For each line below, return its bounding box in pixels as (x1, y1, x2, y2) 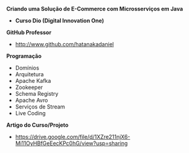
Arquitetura (15, 71, 44, 78)
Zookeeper (15, 84, 43, 91)
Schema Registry (15, 90, 59, 97)
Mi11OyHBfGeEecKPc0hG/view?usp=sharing (15, 140, 128, 147)
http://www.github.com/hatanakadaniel (15, 41, 114, 48)
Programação (6, 52, 42, 60)
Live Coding (15, 110, 46, 116)
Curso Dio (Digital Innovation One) (15, 17, 104, 24)
